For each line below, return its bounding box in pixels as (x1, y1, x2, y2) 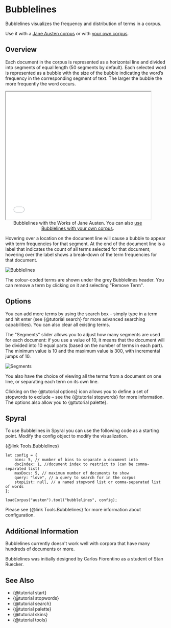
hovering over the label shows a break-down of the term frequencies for (5, 251, 157, 257)
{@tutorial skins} (12, 612, 48, 617)
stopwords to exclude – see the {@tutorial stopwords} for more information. (5, 394, 164, 400)
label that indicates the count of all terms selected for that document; (5, 246, 151, 252)
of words (5, 484, 24, 489)
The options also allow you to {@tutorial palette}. (5, 399, 108, 405)
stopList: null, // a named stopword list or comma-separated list (14, 480, 161, 485)
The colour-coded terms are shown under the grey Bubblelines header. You (5, 276, 164, 283)
